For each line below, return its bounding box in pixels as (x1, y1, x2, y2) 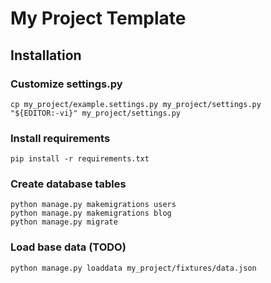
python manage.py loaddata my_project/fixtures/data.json (10, 263, 257, 273)
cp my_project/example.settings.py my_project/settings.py (10, 99, 262, 109)
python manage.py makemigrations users (10, 200, 177, 210)
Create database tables (10, 177, 127, 191)
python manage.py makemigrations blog (10, 208, 172, 219)
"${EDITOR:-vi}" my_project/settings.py (10, 108, 182, 118)
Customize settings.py (10, 77, 123, 91)
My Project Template (10, 7, 187, 30)
